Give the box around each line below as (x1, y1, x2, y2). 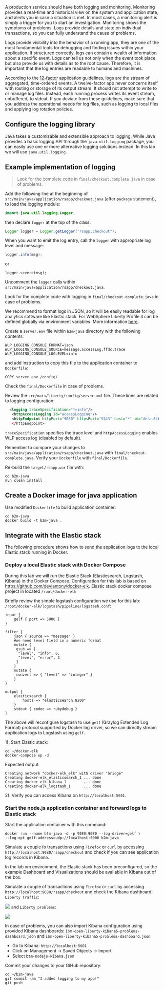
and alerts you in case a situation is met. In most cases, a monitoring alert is (5, 15, 158, 20)
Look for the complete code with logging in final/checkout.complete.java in (5, 294, 159, 300)
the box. (5, 874, 22, 880)
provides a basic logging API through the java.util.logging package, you (5, 138, 154, 144)
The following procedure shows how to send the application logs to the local (5, 544, 159, 550)
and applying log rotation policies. (5, 106, 73, 112)
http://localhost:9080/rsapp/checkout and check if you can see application (5, 849, 159, 855)
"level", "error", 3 (18, 655, 60, 660)
